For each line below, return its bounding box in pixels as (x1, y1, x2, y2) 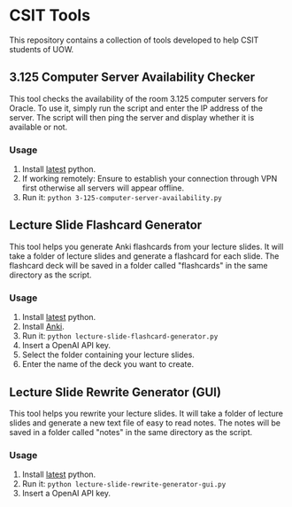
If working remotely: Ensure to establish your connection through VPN (21, 174, 278, 184)
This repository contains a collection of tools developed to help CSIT (9, 35, 259, 45)
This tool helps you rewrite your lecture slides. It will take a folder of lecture (9, 408, 284, 418)
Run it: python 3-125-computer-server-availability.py (21, 192, 223, 203)
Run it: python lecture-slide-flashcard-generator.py (21, 331, 219, 341)
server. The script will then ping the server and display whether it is (9, 112, 255, 122)
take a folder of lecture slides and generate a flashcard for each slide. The (9, 250, 280, 261)
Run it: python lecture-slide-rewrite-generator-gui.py (21, 479, 227, 489)
